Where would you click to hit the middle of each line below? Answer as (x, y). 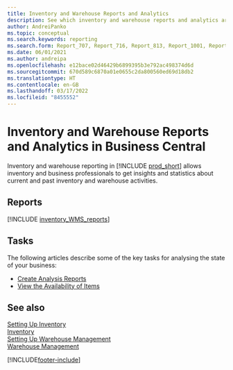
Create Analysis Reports (52, 278)
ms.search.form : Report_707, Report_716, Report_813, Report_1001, (107, 46)
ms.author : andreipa (37, 59)
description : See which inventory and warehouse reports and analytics (113, 20)
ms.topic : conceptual (38, 33)
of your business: (32, 265)
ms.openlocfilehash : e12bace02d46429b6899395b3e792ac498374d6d (101, 65)
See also (26, 307)
